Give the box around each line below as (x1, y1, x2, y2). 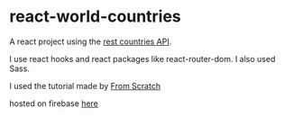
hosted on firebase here (9, 97, 99, 109)
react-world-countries (9, 6, 182, 27)
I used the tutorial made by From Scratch (9, 80, 160, 91)
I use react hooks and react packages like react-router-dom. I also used (9, 53, 276, 64)
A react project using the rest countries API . (9, 36, 172, 47)
